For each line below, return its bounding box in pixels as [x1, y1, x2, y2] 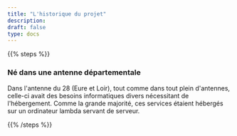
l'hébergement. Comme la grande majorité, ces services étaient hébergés [7, 99, 223, 108]
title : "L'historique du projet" [7, 10, 107, 18]
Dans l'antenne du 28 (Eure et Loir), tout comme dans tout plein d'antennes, [7, 83, 230, 93]
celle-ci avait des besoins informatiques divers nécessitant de [7, 91, 189, 100]
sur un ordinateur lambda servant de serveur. [7, 106, 140, 115]
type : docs [7, 30, 40, 38]
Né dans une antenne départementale [7, 68, 141, 78]
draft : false [7, 23, 46, 31]
